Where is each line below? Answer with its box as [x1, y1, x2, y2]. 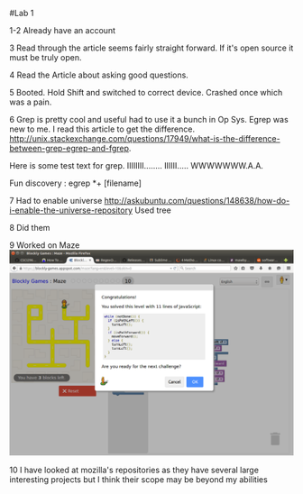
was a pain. [9, 96, 52, 107]
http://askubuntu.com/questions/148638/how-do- [104, 196, 290, 206]
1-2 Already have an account [9, 25, 115, 35]
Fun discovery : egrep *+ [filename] [9, 178, 142, 188]
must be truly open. [9, 52, 82, 62]
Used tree [134, 205, 171, 215]
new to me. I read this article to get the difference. [9, 123, 196, 134]
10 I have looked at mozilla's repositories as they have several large [9, 464, 260, 475]
